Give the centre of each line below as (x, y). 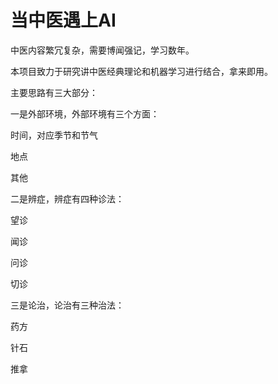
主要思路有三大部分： (54, 92)
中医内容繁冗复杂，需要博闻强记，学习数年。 (102, 50)
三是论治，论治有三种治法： (67, 305)
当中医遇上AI (63, 20)
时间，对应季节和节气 (54, 135)
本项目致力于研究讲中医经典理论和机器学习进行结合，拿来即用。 (141, 71)
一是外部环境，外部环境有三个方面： (85, 113)
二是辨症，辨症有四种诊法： (67, 198)
